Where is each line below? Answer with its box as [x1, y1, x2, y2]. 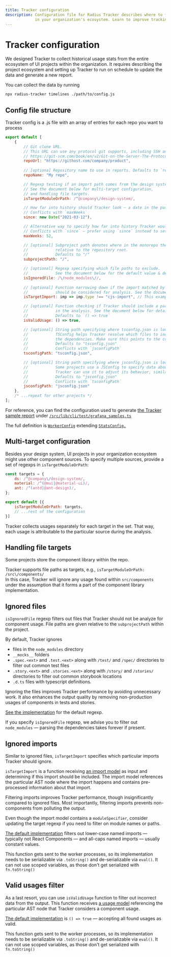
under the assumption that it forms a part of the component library [5, 582, 145, 588]
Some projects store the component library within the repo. [5, 557, 129, 563]
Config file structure [5, 106, 71, 115]
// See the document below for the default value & [23, 271, 160, 276]
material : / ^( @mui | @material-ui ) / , [14, 481, 90, 486]
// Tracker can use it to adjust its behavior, [23, 369, 152, 375]
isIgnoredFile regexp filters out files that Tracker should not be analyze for [5, 615, 163, 622]
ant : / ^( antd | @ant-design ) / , [14, 485, 76, 491]
